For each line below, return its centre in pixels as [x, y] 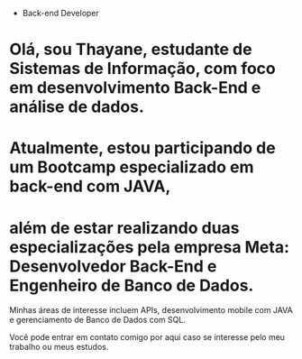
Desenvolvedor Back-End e [113, 266]
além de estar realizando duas [125, 228]
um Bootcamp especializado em [132, 167]
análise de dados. [77, 107]
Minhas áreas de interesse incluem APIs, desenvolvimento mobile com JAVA [151, 310]
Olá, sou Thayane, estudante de [131, 50]
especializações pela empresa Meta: [150, 247]
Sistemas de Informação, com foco [143, 69]
